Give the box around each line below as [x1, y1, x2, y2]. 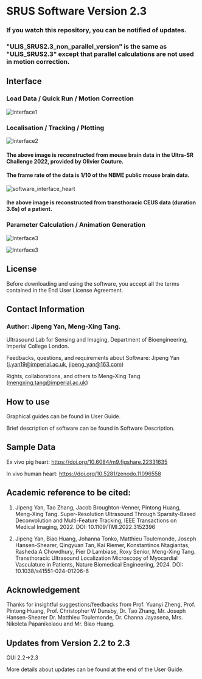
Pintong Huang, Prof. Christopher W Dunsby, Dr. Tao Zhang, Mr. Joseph [6, 607, 186, 615]
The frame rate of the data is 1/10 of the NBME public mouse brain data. [6, 171, 190, 179]
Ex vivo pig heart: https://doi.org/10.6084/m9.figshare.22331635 [6, 458, 168, 466]
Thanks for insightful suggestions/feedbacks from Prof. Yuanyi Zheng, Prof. [6, 601, 196, 608]
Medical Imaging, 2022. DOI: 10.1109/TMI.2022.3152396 [15, 523, 156, 530]
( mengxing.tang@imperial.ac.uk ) [6, 379, 88, 387]
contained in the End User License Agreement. [6, 286, 124, 294]
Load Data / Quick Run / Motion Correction [6, 94, 134, 103]
